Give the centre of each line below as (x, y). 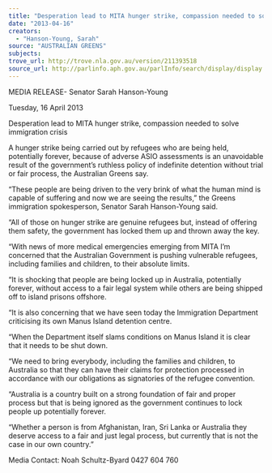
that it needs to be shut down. (58, 345)
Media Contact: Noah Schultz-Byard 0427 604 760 (93, 460)
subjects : (25, 54)
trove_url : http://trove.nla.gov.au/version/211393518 (103, 62)
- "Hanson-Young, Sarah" (57, 39)
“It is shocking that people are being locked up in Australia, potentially (125, 279)
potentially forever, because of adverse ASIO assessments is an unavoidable (136, 156)
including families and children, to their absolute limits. (99, 264)
